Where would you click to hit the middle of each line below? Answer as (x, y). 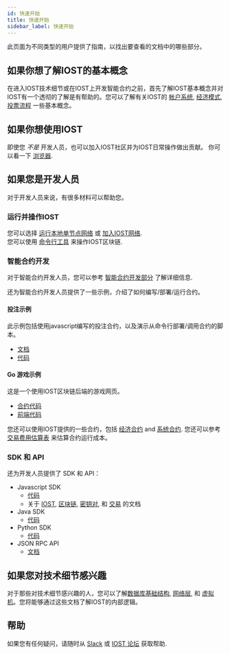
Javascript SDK (39, 487)
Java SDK (31, 512)
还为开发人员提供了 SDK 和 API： (54, 473)
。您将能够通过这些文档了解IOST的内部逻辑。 (78, 602)
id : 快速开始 (24, 13)
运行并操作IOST (33, 217)
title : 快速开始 (28, 20)
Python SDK (34, 527)
